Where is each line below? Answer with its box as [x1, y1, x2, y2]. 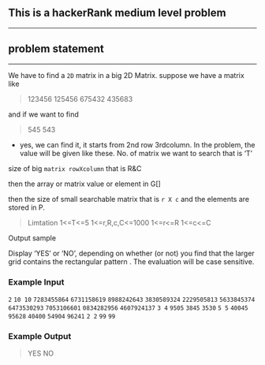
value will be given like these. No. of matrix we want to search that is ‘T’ [19, 148, 252, 158]
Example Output [8, 330, 72, 341]
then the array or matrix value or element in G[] [8, 179, 162, 188]
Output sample [8, 233, 57, 243]
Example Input [8, 276, 65, 287]
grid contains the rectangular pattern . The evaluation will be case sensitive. [8, 256, 255, 266]
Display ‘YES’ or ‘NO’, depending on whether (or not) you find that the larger [8, 248, 255, 258]
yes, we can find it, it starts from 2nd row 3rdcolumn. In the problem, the [19, 140, 256, 149]
